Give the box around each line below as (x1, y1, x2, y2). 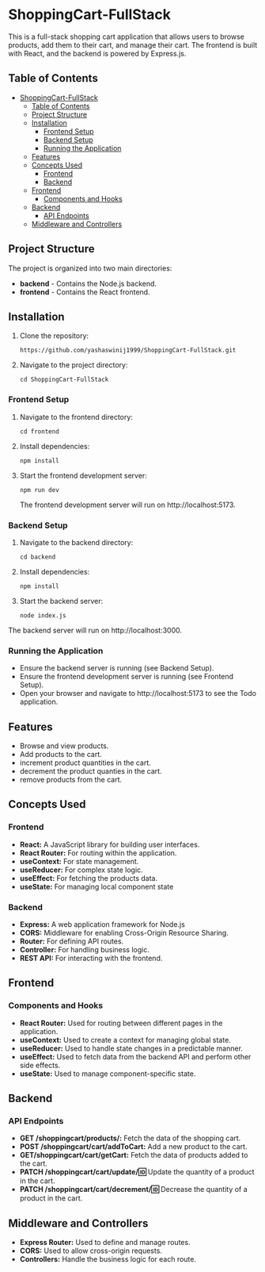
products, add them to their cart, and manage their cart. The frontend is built (8, 40, 258, 49)
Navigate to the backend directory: (19, 537, 134, 547)
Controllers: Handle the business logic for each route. (19, 1255, 196, 1264)
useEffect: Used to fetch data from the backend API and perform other (19, 1051, 252, 1061)
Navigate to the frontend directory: (19, 412, 133, 421)
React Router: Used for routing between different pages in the (19, 1018, 223, 1028)
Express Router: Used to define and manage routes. (19, 1238, 191, 1247)
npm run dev (19, 486, 59, 494)
